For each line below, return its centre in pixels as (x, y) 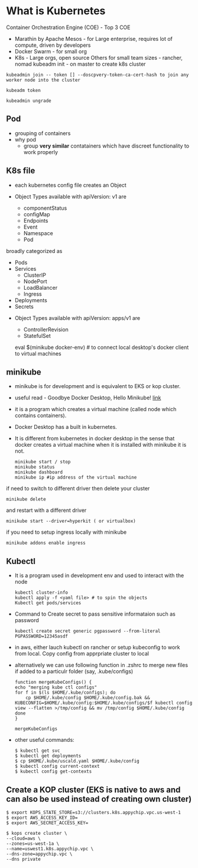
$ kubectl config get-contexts (53, 771)
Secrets (24, 306)
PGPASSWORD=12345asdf (41, 636)
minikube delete (26, 499)
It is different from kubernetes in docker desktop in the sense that (95, 438)
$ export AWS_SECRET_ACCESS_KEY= (47, 823)
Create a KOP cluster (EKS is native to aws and (93, 789)
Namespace (38, 233)
